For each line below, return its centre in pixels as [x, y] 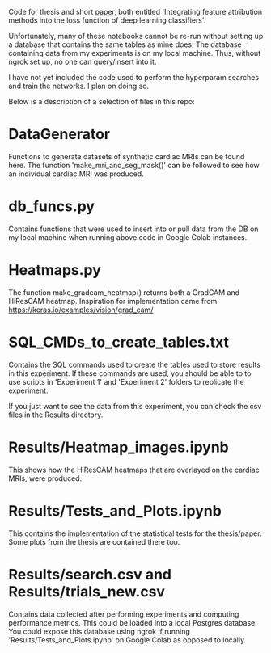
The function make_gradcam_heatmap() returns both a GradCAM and [124, 292]
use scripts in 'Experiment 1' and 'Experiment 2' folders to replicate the [126, 381]
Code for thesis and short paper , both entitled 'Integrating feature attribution [135, 12]
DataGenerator [59, 135]
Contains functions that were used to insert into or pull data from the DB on [133, 229]
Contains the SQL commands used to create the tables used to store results [135, 364]
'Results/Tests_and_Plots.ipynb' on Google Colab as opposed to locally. [127, 640]
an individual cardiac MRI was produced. [76, 174]
